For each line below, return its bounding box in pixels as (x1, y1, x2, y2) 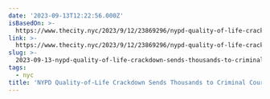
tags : (8, 64, 27, 72)
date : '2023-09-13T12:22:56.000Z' (8, 11, 125, 20)
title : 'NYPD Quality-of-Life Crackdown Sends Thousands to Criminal (8, 78, 247, 86)
